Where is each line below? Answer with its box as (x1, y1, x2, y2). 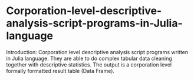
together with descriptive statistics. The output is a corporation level (6, 61, 172, 68)
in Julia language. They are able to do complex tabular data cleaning (6, 55, 172, 62)
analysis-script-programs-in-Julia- (6, 16, 183, 30)
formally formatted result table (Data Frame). (6, 67, 115, 74)
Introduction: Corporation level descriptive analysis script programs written (6, 48, 189, 55)
